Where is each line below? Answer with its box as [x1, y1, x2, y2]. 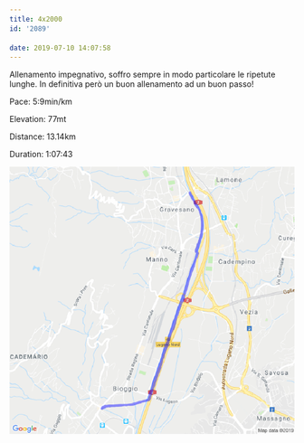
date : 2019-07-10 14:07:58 [9, 43, 111, 52]
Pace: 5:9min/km [9, 96, 72, 108]
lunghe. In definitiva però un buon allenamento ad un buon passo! [9, 79, 254, 90]
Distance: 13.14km [9, 131, 77, 142]
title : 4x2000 [9, 14, 63, 24]
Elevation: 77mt [9, 114, 67, 125]
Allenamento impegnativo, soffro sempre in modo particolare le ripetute [9, 69, 276, 80]
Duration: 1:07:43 [9, 149, 73, 160]
